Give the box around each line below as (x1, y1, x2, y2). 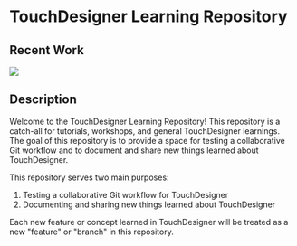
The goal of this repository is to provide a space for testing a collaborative (9, 135, 285, 146)
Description (9, 92, 77, 108)
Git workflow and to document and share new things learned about (9, 145, 260, 156)
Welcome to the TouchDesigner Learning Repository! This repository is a (9, 116, 281, 127)
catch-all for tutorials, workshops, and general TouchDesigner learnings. (9, 125, 281, 137)
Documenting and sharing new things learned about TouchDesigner (22, 199, 276, 210)
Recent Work (9, 43, 84, 58)
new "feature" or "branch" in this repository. (9, 226, 174, 237)
